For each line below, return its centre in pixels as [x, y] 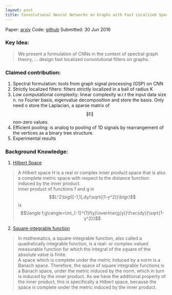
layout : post [19, 10]
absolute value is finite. [42, 255]
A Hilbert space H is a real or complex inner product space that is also [92, 173]
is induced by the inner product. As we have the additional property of [92, 277]
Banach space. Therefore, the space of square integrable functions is [91, 266]
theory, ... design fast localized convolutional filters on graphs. [83, 59]
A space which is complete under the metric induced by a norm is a [89, 260]
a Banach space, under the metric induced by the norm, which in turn [91, 271]
